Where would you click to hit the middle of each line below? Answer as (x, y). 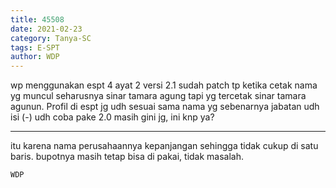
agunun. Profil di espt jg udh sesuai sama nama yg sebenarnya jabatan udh (165, 107)
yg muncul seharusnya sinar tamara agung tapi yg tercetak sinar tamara (158, 96)
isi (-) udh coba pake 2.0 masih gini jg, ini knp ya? (112, 117)
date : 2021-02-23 (46, 29)
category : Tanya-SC (51, 38)
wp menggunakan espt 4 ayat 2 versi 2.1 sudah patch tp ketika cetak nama (164, 85)
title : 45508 (37, 19)
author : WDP (35, 57)
